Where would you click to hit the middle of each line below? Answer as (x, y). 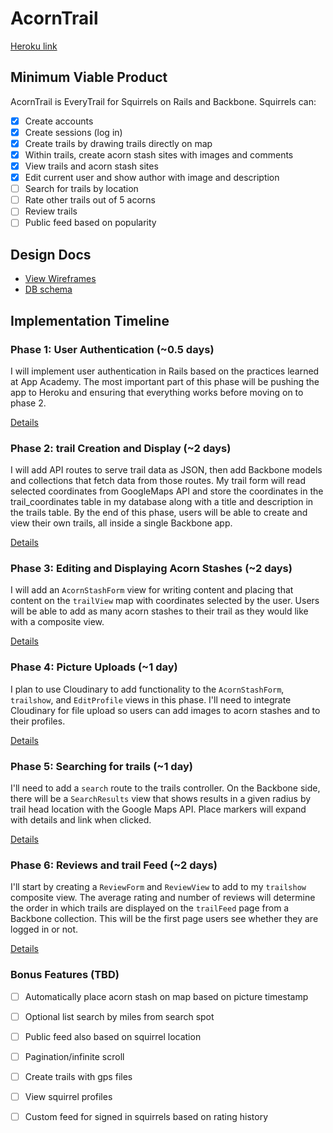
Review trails (51, 211)
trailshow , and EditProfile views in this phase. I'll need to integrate (151, 699)
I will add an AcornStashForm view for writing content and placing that (152, 590)
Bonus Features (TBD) (65, 975)
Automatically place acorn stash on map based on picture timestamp (166, 996)
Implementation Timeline (90, 320)
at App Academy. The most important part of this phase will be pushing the (165, 381)
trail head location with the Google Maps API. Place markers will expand (158, 809)
